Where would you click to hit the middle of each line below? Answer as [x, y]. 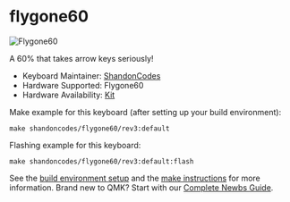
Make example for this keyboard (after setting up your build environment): [145, 112]
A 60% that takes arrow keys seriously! [81, 58]
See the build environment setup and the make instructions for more [135, 178]
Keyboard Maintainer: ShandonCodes [91, 76]
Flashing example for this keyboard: [75, 145]
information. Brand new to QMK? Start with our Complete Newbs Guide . [141, 187]
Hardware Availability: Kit [68, 95]
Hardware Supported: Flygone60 [83, 85]
